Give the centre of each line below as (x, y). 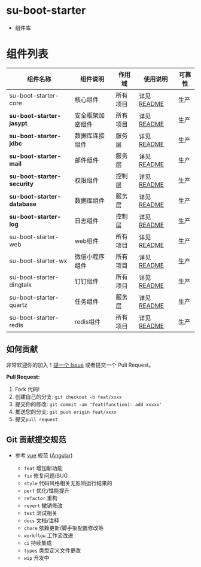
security (22, 184)
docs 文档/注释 (42, 520)
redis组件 (88, 322)
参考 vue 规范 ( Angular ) (44, 455)
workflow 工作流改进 (48, 535)
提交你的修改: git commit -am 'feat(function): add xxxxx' (89, 404)
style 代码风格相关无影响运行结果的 (68, 483)
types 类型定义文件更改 (52, 550)
